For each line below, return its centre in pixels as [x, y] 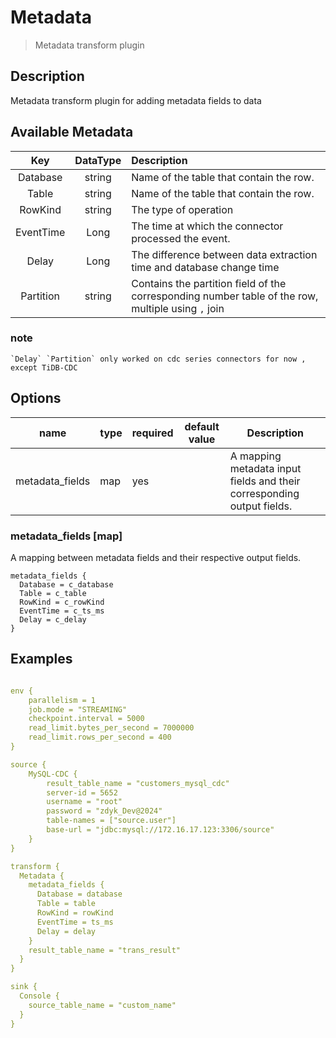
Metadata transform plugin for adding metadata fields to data [136, 100]
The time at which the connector [207, 226]
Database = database [79, 894]
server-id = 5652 [82, 792]
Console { [39, 996]
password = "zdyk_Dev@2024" [104, 811]
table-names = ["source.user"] [111, 821]
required [152, 433]
